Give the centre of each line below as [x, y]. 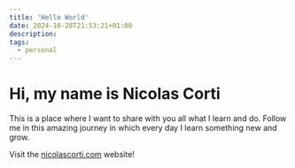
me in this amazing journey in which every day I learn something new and [143, 128]
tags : [19, 42]
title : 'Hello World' [49, 17]
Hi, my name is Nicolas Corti [115, 94]
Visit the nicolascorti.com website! [72, 155]
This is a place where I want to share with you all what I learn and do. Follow [148, 118]
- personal [37, 50]
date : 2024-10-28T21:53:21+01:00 [71, 26]
